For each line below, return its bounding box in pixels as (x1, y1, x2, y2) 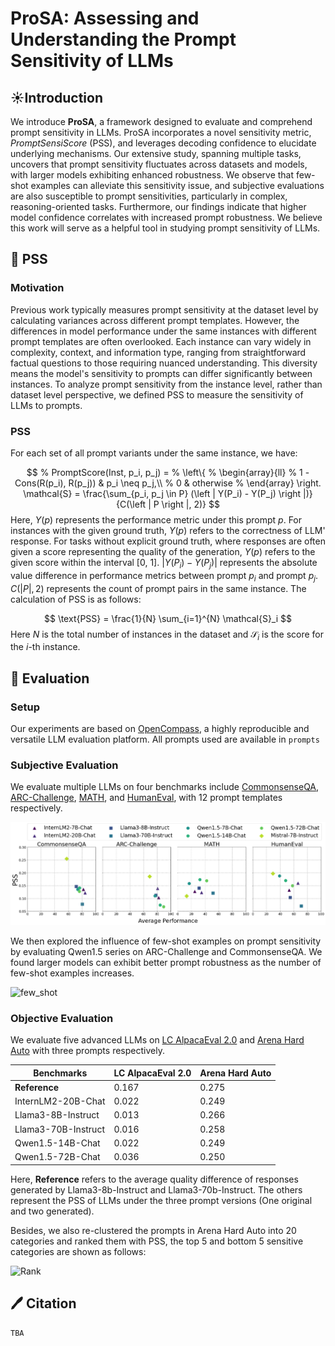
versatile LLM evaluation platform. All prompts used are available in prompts (10, 733, 320, 746)
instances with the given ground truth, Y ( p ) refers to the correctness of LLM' (10, 524, 326, 536)
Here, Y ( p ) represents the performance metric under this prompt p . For (10, 513, 303, 526)
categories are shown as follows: (10, 1245, 147, 1257)
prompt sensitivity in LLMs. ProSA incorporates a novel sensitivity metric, (10, 127, 312, 138)
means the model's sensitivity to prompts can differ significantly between (10, 367, 313, 379)
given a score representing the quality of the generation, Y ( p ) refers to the (10, 545, 316, 557)
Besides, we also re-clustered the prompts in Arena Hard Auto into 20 (10, 1224, 297, 1236)
